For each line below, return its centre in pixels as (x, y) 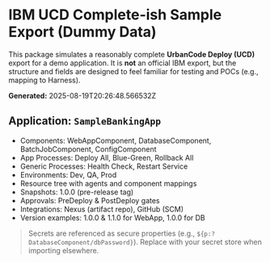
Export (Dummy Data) (82, 32)
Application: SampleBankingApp (85, 121)
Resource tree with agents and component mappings (108, 183)
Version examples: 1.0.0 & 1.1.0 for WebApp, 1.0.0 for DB (112, 217)
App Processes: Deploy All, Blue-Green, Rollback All (107, 157)
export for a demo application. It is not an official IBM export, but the (122, 63)
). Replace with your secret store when (198, 242)
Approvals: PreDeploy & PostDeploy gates (90, 200)
